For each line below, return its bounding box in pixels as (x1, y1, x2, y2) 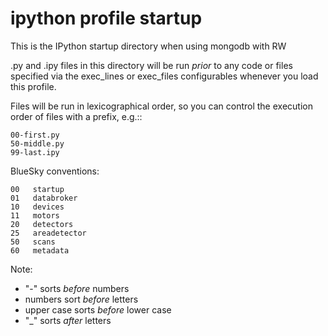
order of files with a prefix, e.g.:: (10, 110, 143, 122)
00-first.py (10, 130, 60, 140)
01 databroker (10, 193, 78, 203)
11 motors (10, 210, 60, 221)
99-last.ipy (10, 147, 60, 157)
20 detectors (10, 219, 74, 229)
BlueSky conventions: (10, 165, 100, 177)
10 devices (10, 202, 65, 212)
